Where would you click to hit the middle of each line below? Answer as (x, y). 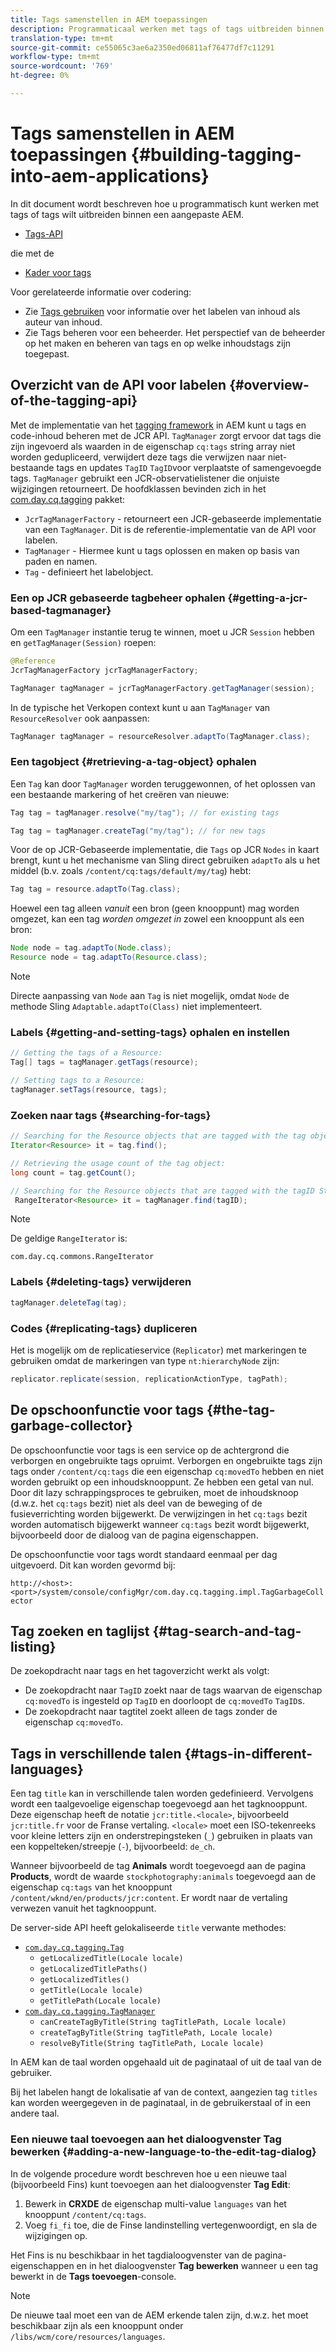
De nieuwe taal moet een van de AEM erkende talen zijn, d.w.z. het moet (159, 2315)
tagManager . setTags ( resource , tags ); (89, 1090)
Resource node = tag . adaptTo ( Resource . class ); (109, 957)
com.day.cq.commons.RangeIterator (82, 1257)
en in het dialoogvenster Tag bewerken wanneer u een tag (197, 2265)
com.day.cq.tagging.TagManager (90, 2012)
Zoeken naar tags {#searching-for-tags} (111, 1115)
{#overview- (269, 385)
